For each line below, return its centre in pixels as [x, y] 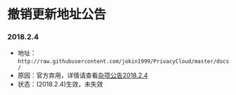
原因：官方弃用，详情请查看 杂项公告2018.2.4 [82, 75]
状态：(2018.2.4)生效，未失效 [60, 84]
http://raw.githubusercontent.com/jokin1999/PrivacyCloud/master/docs [123, 62]
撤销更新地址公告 [57, 14]
